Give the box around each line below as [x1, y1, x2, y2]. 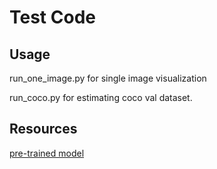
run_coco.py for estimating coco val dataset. [9, 92, 193, 103]
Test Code [9, 6, 96, 29]
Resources [9, 121, 78, 138]
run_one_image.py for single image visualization [9, 72, 207, 84]
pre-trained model [9, 147, 85, 159]
